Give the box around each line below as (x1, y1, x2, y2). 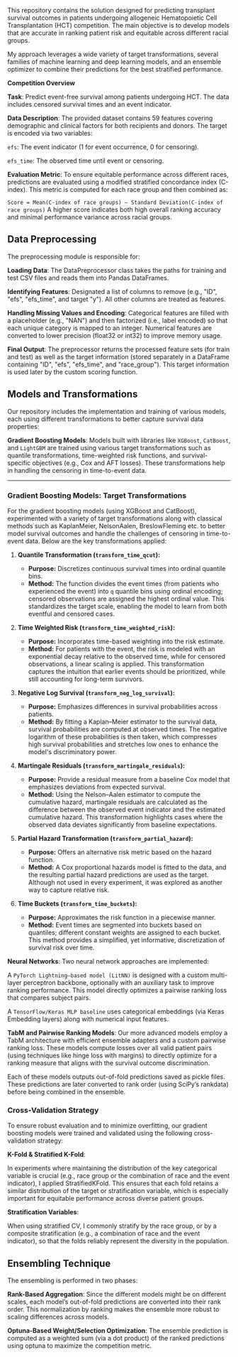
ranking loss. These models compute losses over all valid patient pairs (7, 1043, 212, 1052)
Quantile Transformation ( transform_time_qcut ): (17, 550, 161, 559)
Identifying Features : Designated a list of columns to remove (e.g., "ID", (7, 287, 217, 295)
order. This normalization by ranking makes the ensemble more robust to (7, 1305, 220, 1314)
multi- (210, 971, 228, 979)
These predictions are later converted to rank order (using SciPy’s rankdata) (7, 1079, 229, 1089)
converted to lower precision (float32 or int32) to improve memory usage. (7, 331, 222, 339)
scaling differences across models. (7, 1313, 110, 1321)
